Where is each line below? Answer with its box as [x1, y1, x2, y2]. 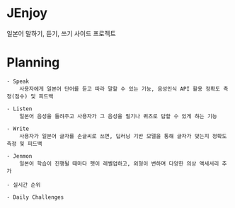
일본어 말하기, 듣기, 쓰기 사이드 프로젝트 [6, 29, 116, 37]
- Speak [6, 78, 30, 85]
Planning [6, 54, 60, 71]
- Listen [6, 105, 33, 112]
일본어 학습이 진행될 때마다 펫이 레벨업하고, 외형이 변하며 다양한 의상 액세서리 [19, 160, 219, 167]
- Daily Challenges [6, 193, 64, 201]
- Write [6, 125, 30, 132]
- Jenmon [6, 152, 33, 160]
